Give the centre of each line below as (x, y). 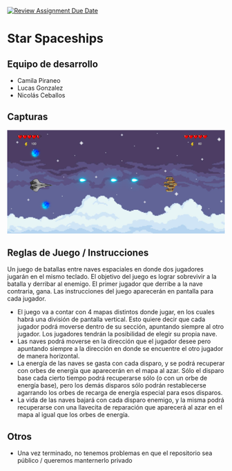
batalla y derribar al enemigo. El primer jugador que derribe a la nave (105, 284)
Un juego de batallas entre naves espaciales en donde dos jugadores (105, 269)
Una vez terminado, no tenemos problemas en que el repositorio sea (115, 453)
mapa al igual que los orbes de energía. (73, 415)
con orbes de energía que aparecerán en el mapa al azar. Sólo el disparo (120, 371)
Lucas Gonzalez (40, 88)
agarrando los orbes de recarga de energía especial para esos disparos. (120, 393)
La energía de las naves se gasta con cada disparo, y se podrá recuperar (121, 363)
